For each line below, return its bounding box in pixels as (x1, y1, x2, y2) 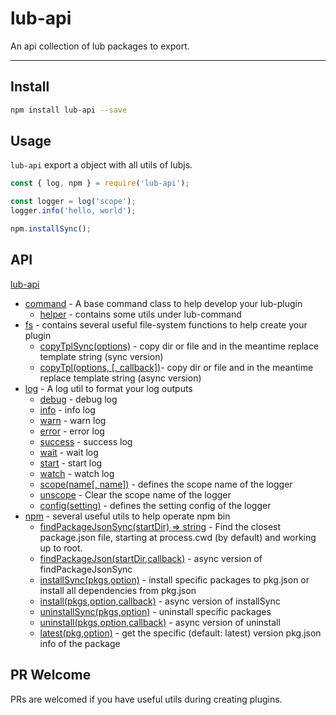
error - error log (39, 425, 105, 437)
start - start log (39, 457, 103, 469)
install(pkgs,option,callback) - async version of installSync (39, 595, 281, 607)
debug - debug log (39, 393, 118, 405)
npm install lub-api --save (10, 105, 128, 115)
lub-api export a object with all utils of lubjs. (10, 159, 193, 171)
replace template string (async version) (39, 372, 202, 384)
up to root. (39, 542, 83, 554)
